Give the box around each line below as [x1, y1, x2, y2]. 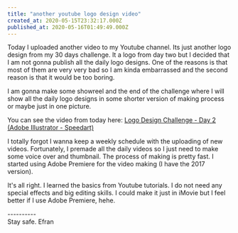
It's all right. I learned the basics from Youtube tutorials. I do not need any [7, 181, 222, 190]
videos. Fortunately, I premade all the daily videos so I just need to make [7, 145, 219, 153]
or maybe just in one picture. [7, 102, 92, 111]
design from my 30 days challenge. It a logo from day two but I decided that [7, 50, 229, 59]
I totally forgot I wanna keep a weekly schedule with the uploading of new [7, 137, 223, 146]
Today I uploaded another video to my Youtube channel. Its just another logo [7, 43, 232, 52]
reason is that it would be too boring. [7, 73, 115, 82]
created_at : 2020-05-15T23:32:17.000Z [7, 17, 122, 24]
